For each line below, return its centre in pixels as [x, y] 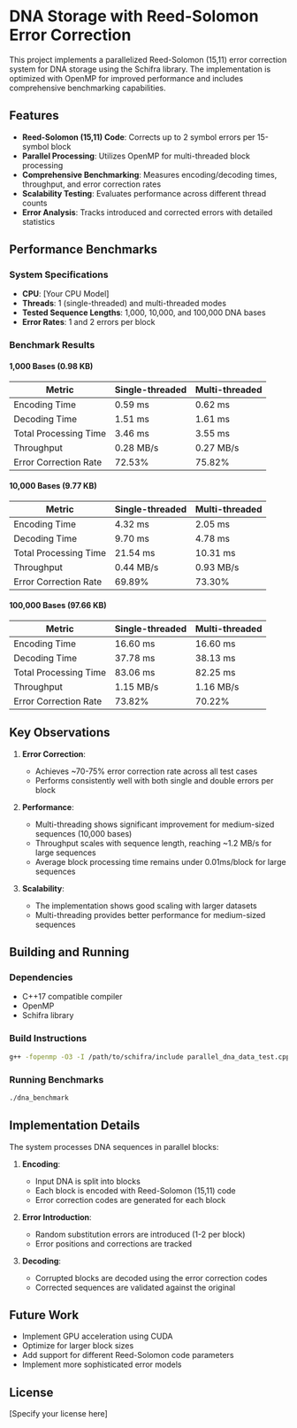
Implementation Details [75, 1126]
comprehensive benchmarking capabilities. [88, 88]
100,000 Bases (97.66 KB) [58, 606]
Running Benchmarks [57, 1079]
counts [34, 203]
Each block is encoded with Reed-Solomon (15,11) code [135, 1190]
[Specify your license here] [58, 1414]
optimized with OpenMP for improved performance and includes [126, 78]
